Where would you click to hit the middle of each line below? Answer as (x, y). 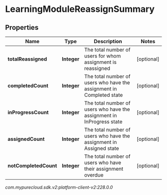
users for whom (102, 56)
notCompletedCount (32, 166)
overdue (94, 175)
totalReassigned (27, 59)
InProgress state (103, 122)
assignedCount (26, 139)
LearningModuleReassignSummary (80, 9)
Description (108, 41)
